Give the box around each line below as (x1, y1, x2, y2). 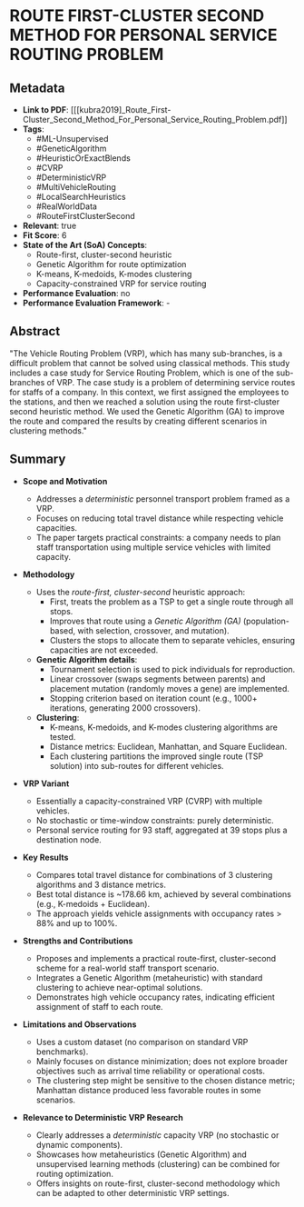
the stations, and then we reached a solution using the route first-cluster (9, 396, 279, 407)
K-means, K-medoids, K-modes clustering (35, 269, 192, 279)
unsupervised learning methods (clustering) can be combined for (35, 1158, 280, 1169)
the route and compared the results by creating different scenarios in (9, 415, 268, 426)
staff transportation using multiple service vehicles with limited (35, 542, 271, 553)
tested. (49, 731, 76, 742)
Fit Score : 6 (22, 230, 67, 241)
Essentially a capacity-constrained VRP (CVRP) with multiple (35, 795, 263, 806)
